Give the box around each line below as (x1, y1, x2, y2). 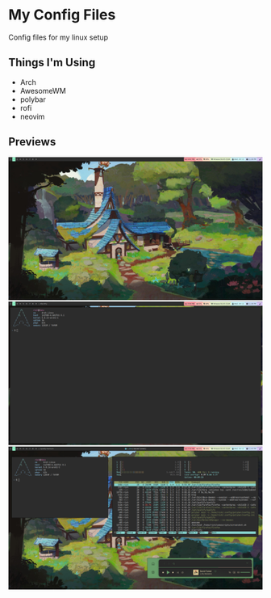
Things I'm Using (8, 56, 96, 69)
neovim (19, 112, 45, 121)
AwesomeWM (19, 86, 66, 95)
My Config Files (8, 6, 116, 24)
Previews (8, 135, 56, 149)
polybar (19, 95, 46, 104)
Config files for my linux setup (8, 32, 109, 42)
